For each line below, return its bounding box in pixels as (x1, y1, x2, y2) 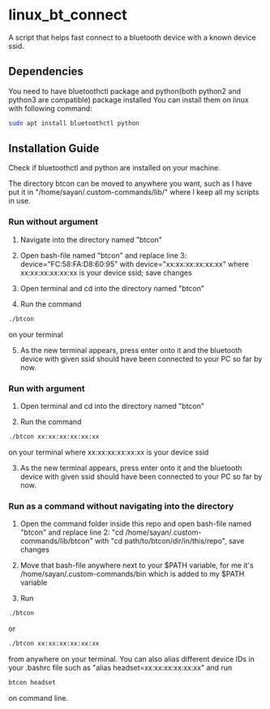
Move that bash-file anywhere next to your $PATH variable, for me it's (19, 561, 254, 570)
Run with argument (8, 383, 85, 394)
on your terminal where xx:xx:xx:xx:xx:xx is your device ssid (8, 447, 209, 457)
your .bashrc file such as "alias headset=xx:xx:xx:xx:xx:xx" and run (8, 663, 233, 672)
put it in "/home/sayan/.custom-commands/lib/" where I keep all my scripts (8, 187, 259, 197)
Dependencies (8, 65, 84, 79)
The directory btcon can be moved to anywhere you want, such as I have (8, 178, 253, 188)
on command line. (8, 693, 69, 703)
